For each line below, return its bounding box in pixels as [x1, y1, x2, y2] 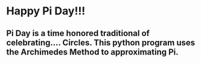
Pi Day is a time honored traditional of [6, 28, 150, 38]
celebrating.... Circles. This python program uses [6, 37, 196, 47]
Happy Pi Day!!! [6, 4, 86, 18]
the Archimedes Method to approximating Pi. [6, 47, 179, 57]
